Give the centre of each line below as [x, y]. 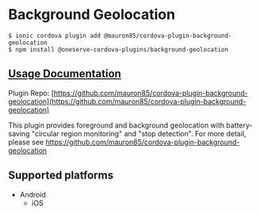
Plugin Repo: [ [31, 93]
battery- [239, 125]
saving [19, 133]
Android [32, 194]
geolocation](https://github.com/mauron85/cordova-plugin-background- [127, 101]
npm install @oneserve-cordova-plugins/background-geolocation [122, 49]
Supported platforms [61, 176]
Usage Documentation [65, 74]
